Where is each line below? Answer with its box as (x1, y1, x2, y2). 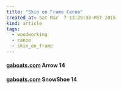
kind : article (6, 20, 43, 26)
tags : (6, 26, 20, 32)
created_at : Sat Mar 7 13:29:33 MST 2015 (6, 15, 116, 21)
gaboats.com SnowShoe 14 (6, 76, 77, 83)
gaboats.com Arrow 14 (6, 62, 65, 69)
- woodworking (12, 32, 48, 38)
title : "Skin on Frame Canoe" (6, 9, 84, 15)
